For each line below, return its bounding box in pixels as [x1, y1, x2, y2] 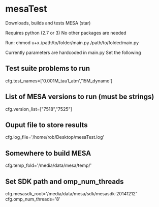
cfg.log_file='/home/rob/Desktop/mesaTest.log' [5, 134, 105, 140]
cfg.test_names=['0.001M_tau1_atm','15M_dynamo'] [5, 77, 113, 84]
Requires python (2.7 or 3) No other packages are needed [5, 29, 126, 36]
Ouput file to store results [5, 121, 88, 129]
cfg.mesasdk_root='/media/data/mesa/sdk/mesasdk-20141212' [5, 191, 137, 196]
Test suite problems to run [5, 64, 90, 73]
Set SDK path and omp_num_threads [5, 177, 124, 186]
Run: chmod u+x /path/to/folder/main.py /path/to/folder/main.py [5, 39, 139, 46]
